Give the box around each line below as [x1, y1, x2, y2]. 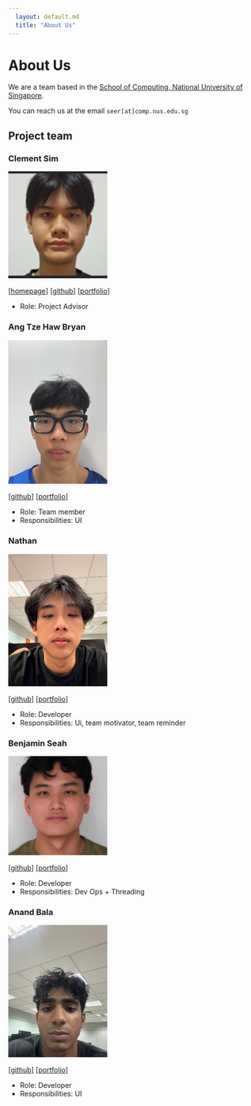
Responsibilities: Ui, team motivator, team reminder [19, 718, 186, 727]
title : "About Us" [15, 21, 77, 29]
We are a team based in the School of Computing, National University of [8, 82, 243, 92]
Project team [8, 129, 73, 143]
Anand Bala [8, 906, 54, 917]
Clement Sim [8, 153, 59, 164]
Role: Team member [19, 507, 86, 517]
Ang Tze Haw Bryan [8, 322, 86, 333]
